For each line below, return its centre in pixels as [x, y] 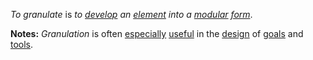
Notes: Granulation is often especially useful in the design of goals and [157, 33]
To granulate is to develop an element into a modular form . [131, 14]
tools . [22, 44]
